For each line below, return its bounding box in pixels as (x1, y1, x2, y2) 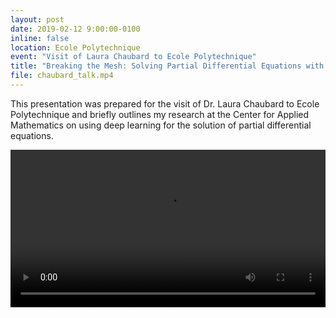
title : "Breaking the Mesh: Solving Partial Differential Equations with (10, 61, 325, 71)
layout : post (10, 14, 65, 25)
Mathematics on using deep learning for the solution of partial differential (10, 119, 312, 131)
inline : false (10, 33, 70, 43)
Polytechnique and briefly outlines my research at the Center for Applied (10, 108, 310, 120)
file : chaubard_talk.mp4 (10, 71, 114, 81)
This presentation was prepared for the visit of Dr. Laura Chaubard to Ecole (10, 97, 320, 110)
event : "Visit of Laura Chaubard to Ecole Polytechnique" (10, 52, 257, 62)
